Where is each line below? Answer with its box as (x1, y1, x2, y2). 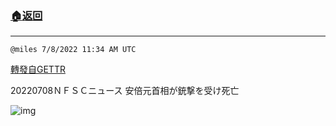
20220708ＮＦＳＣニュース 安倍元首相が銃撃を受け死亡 (10, 85, 240, 97)
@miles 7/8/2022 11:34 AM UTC (10, 45, 137, 55)
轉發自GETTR (10, 63, 66, 76)
